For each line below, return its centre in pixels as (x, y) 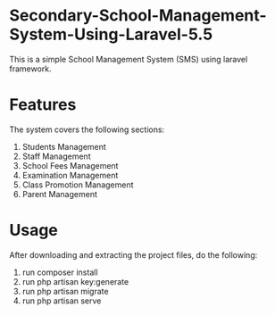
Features (43, 105)
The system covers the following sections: (87, 129)
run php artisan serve (62, 301)
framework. (30, 69)
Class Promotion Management (78, 185)
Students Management (64, 146)
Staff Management (56, 156)
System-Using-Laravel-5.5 (111, 34)
